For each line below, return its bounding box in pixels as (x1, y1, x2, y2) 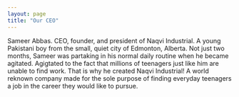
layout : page (7, 10, 46, 18)
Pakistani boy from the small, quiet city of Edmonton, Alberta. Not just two (7, 44, 225, 52)
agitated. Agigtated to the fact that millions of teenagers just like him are (7, 59, 219, 67)
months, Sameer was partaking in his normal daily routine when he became (7, 51, 229, 60)
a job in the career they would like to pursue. (7, 81, 138, 90)
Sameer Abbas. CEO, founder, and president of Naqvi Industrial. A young (7, 36, 221, 45)
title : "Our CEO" (7, 17, 59, 24)
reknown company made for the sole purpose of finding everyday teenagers (7, 74, 232, 82)
